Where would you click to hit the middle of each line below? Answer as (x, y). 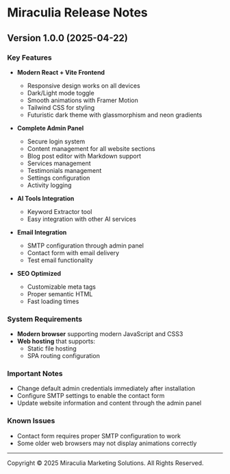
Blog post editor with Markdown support (84, 156)
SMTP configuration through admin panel (86, 246)
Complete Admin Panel (50, 128)
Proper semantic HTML (60, 294)
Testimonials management (64, 170)
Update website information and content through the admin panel (109, 403)
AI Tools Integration (46, 198)
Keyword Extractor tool (60, 211)
